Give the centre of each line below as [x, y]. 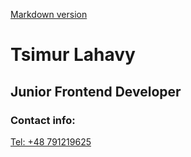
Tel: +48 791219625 [51, 141]
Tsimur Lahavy [73, 55]
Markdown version [49, 14]
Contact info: [43, 120]
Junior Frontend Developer [96, 91]
